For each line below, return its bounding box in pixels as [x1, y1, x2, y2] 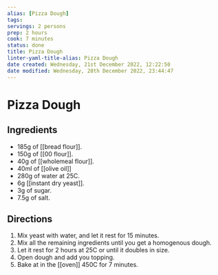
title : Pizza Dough [7, 49, 63, 56]
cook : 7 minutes [7, 36, 54, 43]
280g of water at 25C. [17, 171, 80, 180]
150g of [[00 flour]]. [17, 150, 74, 158]
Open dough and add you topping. [17, 253, 115, 261]
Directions [7, 213, 53, 225]
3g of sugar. [17, 186, 52, 194]
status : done [7, 42, 45, 49]
